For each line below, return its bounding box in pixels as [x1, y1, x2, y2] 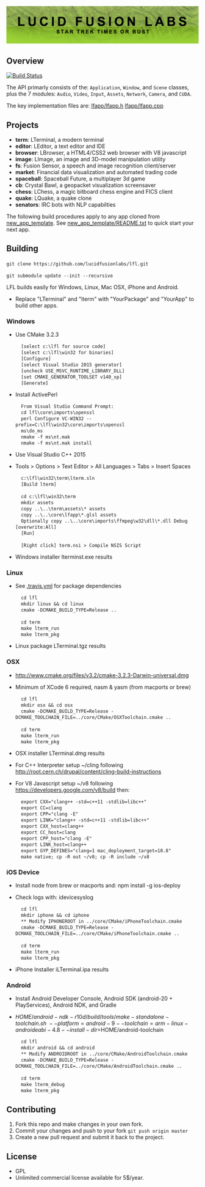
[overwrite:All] [15, 524, 57, 531]
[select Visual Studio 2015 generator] [21, 362, 122, 368]
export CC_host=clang [21, 829, 76, 836]
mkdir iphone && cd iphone [21, 913, 90, 919]
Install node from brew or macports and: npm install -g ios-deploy [15, 882, 181, 889]
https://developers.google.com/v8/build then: [15, 786, 130, 793]
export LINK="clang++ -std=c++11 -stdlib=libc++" [21, 817, 149, 823]
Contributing [6, 1104, 56, 1115]
